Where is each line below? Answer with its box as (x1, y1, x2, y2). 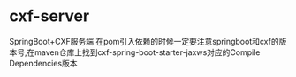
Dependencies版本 (9, 58, 78, 68)
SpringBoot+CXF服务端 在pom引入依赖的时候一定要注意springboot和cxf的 (9, 36, 280, 46)
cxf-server (9, 6, 90, 26)
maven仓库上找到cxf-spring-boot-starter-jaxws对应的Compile (34, 46, 261, 58)
